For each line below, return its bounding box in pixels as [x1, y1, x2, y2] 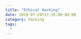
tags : [5, 21, 17, 27]
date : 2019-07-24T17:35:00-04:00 [5, 12, 76, 17]
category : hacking [5, 17, 44, 22]
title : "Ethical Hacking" [5, 7, 60, 13]
